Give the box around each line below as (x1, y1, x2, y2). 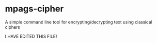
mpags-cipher (5, 3, 64, 14)
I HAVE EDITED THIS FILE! (5, 33, 57, 39)
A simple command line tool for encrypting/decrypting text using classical (5, 19, 153, 25)
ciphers (5, 24, 20, 30)
